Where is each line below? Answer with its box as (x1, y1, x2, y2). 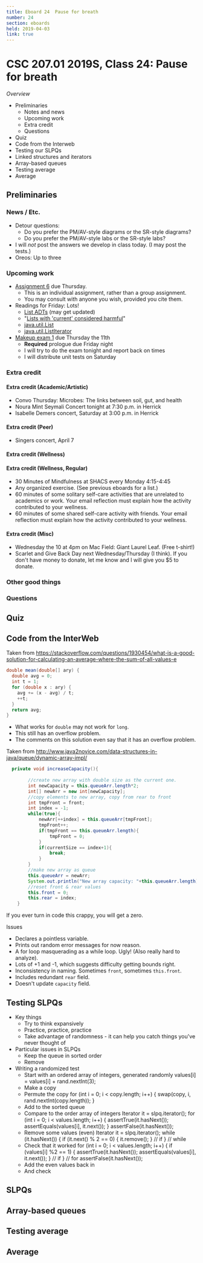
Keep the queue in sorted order (24, 1052, 103, 1059)
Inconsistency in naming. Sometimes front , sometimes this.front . (14, 967, 182, 974)
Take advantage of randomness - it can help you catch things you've (24, 1032, 196, 1040)
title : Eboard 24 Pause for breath (6, 8, 98, 15)
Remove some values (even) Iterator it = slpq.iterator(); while (24, 1129, 175, 1136)
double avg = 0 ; (11, 673, 53, 680)
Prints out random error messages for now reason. (14, 942, 141, 949)
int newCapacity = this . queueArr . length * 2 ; (28, 783, 139, 789)
